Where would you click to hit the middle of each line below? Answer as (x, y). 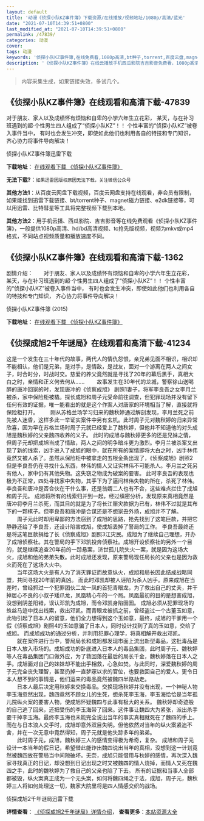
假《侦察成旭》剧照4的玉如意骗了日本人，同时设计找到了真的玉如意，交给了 (101, 625)
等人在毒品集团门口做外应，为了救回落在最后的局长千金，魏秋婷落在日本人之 (102, 656)
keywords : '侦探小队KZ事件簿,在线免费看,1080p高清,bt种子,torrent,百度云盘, (97, 57)
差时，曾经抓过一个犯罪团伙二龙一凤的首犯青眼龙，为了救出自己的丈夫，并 (99, 587)
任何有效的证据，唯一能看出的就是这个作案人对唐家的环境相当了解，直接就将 (102, 404)
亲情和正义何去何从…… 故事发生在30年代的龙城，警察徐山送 (108, 381)
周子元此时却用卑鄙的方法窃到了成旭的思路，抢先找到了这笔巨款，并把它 (107, 518)
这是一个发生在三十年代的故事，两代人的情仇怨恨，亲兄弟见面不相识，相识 (99, 359)
